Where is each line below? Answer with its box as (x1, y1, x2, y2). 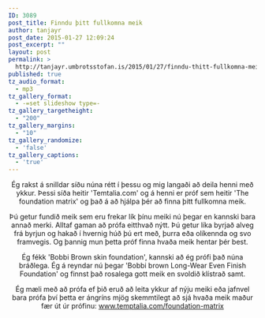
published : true (8, 70, 62, 78)
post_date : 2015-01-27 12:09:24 (8, 33, 114, 42)
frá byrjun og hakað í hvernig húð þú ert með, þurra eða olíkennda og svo (13, 229, 252, 238)
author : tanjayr (8, 26, 62, 34)
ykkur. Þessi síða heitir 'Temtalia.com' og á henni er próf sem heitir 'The (16, 189, 249, 198)
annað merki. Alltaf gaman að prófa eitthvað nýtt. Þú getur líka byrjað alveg (11, 220, 254, 230)
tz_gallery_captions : (8, 151, 80, 159)
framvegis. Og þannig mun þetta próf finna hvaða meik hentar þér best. (17, 238, 248, 247)
